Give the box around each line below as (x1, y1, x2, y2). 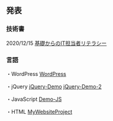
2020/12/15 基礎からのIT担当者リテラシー (6, 39, 107, 46)
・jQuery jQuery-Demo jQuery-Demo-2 (6, 82, 102, 90)
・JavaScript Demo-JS (6, 95, 62, 103)
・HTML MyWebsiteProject (6, 108, 73, 115)
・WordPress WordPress (6, 70, 66, 77)
